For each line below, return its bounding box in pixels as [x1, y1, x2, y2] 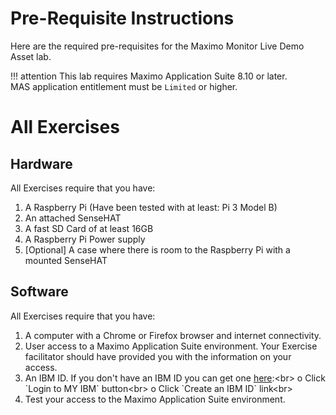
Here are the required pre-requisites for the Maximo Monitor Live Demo [10, 40, 305, 52]
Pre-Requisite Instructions [10, 7, 235, 30]
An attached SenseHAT [24, 212, 122, 224]
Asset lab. [10, 50, 52, 62]
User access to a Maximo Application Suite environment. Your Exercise [24, 340, 318, 352]
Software [10, 283, 69, 301]
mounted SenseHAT [24, 254, 108, 266]
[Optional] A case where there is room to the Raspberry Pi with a [24, 243, 291, 256]
